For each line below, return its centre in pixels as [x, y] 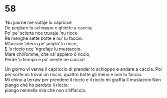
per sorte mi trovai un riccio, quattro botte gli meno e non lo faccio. [74, 74]
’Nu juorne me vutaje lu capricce [38, 22]
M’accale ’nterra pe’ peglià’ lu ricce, [41, 43]
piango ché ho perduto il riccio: [37, 85]
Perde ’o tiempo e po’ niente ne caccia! [45, 59]
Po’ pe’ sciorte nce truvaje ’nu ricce [41, 33]
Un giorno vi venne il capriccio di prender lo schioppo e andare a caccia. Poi [83, 69]
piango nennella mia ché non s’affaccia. [45, 90]
